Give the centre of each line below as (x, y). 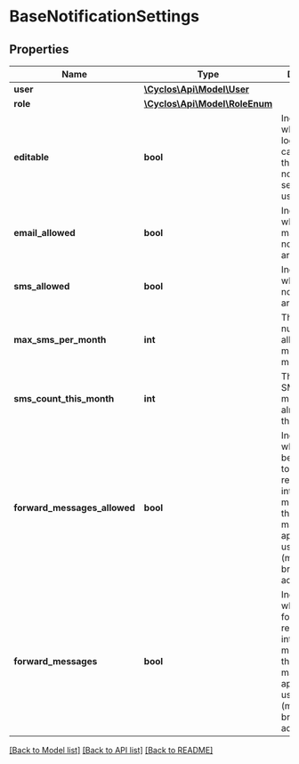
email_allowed (44, 233)
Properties (39, 49)
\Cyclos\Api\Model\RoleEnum (208, 104)
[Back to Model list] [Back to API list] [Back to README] (111, 750)
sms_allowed (42, 286)
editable (32, 157)
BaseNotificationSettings (105, 16)
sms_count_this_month (64, 398)
